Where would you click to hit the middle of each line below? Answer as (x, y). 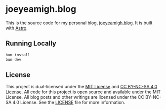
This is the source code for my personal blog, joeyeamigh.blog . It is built (79, 23)
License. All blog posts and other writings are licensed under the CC (75, 97)
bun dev (14, 59)
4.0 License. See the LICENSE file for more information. (69, 103)
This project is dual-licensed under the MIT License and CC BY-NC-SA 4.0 (82, 87)
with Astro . (17, 28)
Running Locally (31, 44)
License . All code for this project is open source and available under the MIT (83, 92)
